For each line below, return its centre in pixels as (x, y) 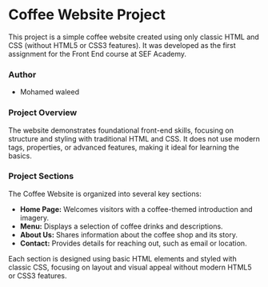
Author (22, 74)
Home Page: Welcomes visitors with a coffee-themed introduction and (136, 209)
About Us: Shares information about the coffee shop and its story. (129, 234)
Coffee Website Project (87, 15)
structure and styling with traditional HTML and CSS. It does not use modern (134, 138)
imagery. (34, 217)
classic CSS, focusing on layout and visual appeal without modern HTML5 (130, 267)
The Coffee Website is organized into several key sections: (105, 193)
